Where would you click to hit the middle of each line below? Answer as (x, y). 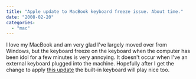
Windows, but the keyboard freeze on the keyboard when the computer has (98, 51)
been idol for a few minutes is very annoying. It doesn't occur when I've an (97, 57)
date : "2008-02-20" (30, 17)
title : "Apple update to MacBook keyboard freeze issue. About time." (95, 11)
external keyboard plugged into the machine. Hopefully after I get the (90, 64)
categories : (21, 22)
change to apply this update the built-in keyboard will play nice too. (88, 70)
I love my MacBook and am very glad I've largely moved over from (86, 45)
